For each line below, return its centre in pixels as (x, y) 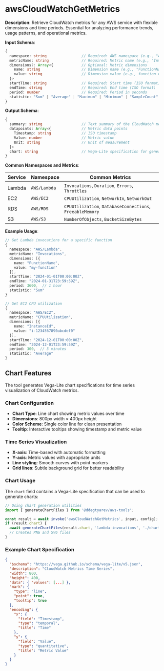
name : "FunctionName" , (37, 263)
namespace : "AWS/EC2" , (32, 313)
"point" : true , (29, 596)
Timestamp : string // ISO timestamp (65, 133)
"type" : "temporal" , (39, 623)
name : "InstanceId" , (35, 326)
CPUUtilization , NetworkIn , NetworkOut (108, 198)
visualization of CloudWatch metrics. (42, 390)
